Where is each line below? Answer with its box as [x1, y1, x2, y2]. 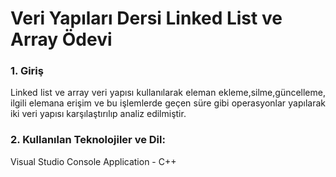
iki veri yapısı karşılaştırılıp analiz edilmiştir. [10, 108, 187, 120]
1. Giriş [10, 64, 44, 78]
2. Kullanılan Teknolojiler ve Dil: [10, 133, 166, 147]
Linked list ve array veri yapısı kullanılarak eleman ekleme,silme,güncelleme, [10, 87, 326, 99]
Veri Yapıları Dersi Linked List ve [10, 7, 283, 30]
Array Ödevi [10, 28, 113, 51]
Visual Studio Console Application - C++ [10, 155, 177, 167]
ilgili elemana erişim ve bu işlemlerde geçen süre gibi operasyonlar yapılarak [10, 97, 326, 109]
